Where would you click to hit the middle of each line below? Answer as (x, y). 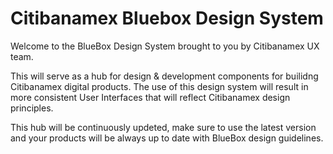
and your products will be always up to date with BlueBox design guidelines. (167, 138)
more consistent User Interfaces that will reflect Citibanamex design (150, 97)
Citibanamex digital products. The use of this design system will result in (159, 86)
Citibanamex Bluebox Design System (167, 18)
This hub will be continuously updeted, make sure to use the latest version (163, 127)
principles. (32, 108)
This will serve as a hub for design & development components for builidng (164, 76)
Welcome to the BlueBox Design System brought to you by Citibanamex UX (165, 46)
